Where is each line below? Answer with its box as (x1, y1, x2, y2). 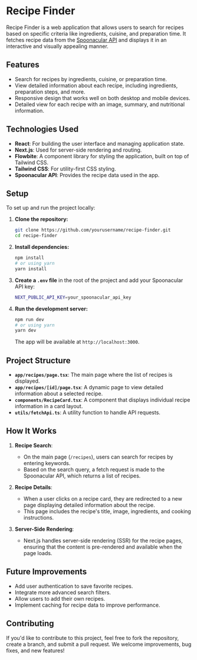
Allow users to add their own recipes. (14, 595, 106, 602)
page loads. (23, 549, 52, 556)
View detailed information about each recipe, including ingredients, (14, 82, 178, 89)
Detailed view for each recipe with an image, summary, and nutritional (14, 101, 185, 108)
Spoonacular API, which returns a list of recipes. (23, 472, 141, 479)
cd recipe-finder (14, 233, 58, 239)
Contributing (6, 619, 54, 629)
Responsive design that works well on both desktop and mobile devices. (14, 94, 191, 101)
